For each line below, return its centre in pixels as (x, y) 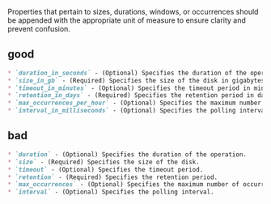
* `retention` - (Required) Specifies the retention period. (113, 177)
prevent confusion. (39, 29)
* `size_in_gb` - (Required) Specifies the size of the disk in (118, 80)
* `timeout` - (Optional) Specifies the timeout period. (106, 169)
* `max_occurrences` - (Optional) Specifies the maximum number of (124, 185)
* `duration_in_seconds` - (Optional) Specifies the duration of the (127, 73)
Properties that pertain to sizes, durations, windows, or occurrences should (133, 12)
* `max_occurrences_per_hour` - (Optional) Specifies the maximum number (135, 103)
